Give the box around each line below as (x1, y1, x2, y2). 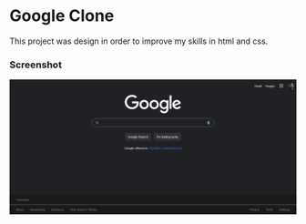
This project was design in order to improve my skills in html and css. (9, 36, 269, 46)
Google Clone (9, 5, 115, 26)
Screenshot (9, 58, 62, 71)
